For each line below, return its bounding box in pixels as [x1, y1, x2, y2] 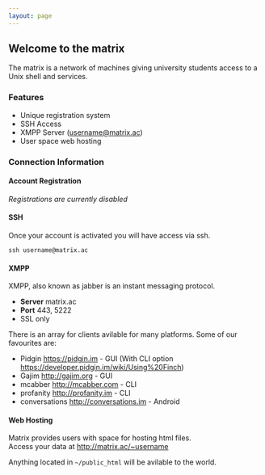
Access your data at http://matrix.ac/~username [8, 442, 169, 452]
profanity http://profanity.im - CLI [19, 389, 131, 398]
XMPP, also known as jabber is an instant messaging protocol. [8, 281, 216, 291]
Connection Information [8, 156, 105, 167]
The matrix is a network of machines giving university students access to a [8, 63, 258, 73]
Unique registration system [19, 110, 111, 120]
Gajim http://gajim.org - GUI [19, 371, 113, 380]
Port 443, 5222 [19, 305, 72, 315]
